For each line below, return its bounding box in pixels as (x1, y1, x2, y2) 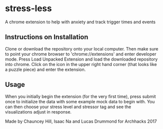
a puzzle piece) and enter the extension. (5, 66, 86, 72)
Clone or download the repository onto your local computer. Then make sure (5, 46, 159, 51)
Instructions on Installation (5, 33, 89, 41)
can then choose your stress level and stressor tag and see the (5, 104, 131, 110)
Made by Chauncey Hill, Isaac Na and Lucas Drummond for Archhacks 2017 (5, 118, 157, 124)
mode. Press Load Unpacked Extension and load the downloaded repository (5, 56, 158, 62)
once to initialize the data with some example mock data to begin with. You (5, 98, 155, 104)
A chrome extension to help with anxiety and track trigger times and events (5, 19, 156, 25)
